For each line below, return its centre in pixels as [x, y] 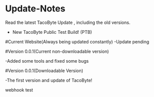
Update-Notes [35, 9]
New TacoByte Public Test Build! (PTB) [52, 32]
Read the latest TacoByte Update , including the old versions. [68, 22]
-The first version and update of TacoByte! [49, 80]
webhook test [19, 90]
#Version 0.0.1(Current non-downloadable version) [57, 51]
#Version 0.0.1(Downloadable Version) [44, 71]
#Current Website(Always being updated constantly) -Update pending [77, 42]
